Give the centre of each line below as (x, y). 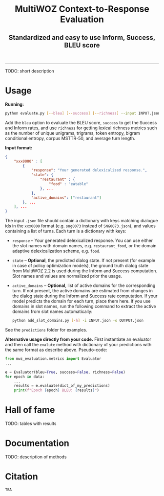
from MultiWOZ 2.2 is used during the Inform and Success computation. (85, 271)
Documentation (37, 443)
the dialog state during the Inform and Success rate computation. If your (85, 296)
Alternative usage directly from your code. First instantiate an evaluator (78, 339)
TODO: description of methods (36, 457)
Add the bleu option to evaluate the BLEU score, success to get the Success (81, 122)
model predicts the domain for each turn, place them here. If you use (81, 301)
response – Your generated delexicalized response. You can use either (82, 240)
